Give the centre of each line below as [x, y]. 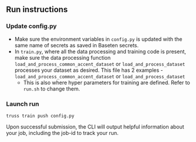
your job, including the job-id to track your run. [62, 133]
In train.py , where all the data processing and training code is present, [100, 51]
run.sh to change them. [51, 89]
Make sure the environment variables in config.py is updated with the [98, 39]
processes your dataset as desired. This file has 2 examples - [89, 70]
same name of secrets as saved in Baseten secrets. [77, 45]
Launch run [23, 103]
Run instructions [37, 10]
